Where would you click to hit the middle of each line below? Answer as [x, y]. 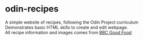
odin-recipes [32, 9]
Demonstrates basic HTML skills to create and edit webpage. [67, 27]
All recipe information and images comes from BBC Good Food [69, 32]
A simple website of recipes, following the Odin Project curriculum [72, 22]
